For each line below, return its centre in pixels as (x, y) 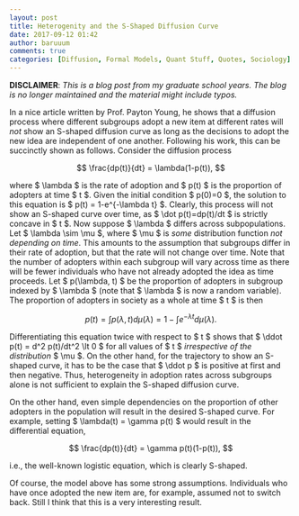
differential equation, (48, 430)
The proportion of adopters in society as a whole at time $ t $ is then (136, 300)
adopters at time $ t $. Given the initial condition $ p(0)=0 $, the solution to (148, 195)
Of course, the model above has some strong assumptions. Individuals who (149, 483)
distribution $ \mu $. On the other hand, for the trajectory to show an (136, 356)
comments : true (38, 51)
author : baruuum (40, 43)
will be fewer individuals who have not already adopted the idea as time (141, 272)
